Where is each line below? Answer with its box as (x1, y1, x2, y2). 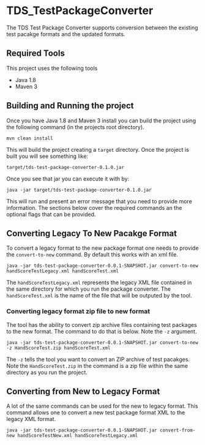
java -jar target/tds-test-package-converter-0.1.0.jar (6, 187, 152, 193)
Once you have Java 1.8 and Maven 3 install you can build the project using (6, 117, 196, 124)
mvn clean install (6, 135, 53, 141)
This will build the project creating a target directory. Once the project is (6, 146, 190, 153)
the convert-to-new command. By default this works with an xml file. (6, 251, 179, 258)
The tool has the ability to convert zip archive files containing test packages (6, 321, 197, 328)
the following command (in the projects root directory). (6, 123, 145, 130)
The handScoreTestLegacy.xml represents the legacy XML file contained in (6, 279, 192, 286)
